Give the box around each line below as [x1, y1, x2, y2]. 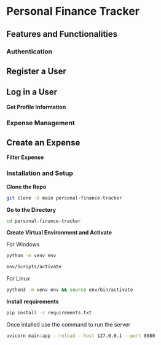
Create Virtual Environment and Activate [6, 229, 112, 236]
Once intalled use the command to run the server [6, 320, 131, 328]
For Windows [6, 241, 40, 248]
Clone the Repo [6, 183, 47, 190]
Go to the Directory [6, 206, 57, 213]
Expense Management [6, 118, 75, 127]
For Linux [6, 275, 30, 282]
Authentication [6, 47, 52, 56]
